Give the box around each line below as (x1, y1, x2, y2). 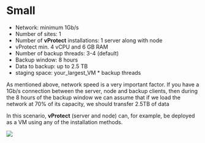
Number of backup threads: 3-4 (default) (15, 49, 119, 57)
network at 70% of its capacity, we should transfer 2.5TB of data (6, 100, 170, 107)
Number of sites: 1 (15, 30, 61, 37)
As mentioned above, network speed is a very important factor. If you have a (6, 80, 199, 88)
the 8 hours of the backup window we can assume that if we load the (6, 94, 181, 101)
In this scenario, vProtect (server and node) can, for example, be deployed (6, 112, 195, 119)
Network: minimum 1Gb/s (15, 24, 80, 31)
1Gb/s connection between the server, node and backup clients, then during (6, 87, 198, 94)
